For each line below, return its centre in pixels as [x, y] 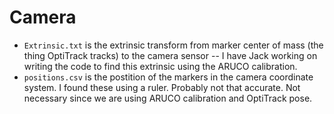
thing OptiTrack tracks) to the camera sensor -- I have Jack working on [170, 55]
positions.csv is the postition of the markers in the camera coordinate [168, 77]
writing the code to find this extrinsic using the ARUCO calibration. [160, 66]
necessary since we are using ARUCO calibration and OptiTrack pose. [168, 98]
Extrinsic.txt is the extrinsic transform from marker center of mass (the [173, 45]
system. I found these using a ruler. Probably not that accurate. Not [162, 87]
